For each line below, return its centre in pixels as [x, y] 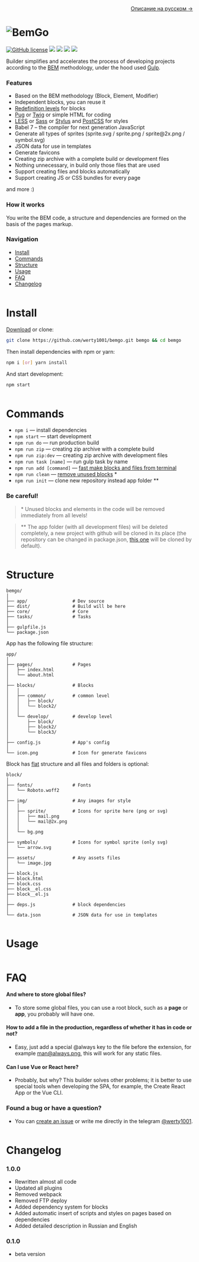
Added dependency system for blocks [61, 1207]
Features [19, 83]
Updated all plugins [38, 1188]
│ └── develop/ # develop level [59, 716]
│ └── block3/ [32, 732]
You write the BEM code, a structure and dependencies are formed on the [96, 218]
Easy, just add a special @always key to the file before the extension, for [103, 1047]
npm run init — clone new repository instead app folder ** [87, 481]
